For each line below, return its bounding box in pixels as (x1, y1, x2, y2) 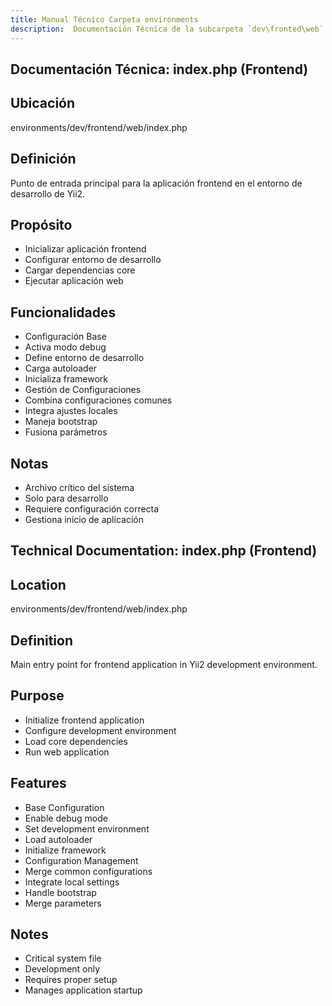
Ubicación (10, 95, 76, 112)
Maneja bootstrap (24, 416, 98, 428)
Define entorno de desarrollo (24, 352, 145, 364)
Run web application (24, 746, 110, 758)
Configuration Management (24, 854, 139, 866)
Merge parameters (24, 897, 102, 909)
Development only (24, 963, 101, 975)
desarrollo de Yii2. (10, 187, 86, 200)
